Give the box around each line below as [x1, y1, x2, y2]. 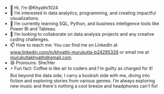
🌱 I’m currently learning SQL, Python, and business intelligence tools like [9, 20, 159, 26]
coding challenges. [9, 36, 49, 42]
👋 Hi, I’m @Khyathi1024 [9, 5, 58, 10]
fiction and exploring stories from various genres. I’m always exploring [9, 78, 155, 84]
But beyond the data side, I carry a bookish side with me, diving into [9, 73, 150, 78]
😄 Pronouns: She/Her [9, 60, 55, 66]
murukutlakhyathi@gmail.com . [9, 55, 73, 60]
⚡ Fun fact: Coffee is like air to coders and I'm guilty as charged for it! [9, 65, 153, 71]
